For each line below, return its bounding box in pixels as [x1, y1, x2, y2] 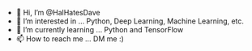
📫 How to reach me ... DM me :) [15, 34, 124, 44]
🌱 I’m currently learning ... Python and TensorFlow [15, 25, 184, 34]
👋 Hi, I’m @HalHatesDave [15, 8, 100, 17]
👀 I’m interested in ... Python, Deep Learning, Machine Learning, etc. [15, 16, 245, 26]
